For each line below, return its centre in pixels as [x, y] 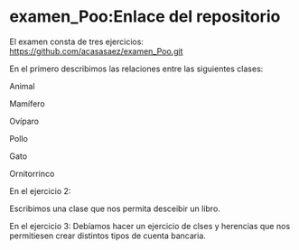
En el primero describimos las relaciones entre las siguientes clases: [136, 69]
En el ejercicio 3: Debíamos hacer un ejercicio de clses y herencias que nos [150, 226]
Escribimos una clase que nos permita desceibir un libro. [115, 208]
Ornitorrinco [32, 173]
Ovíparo [24, 121]
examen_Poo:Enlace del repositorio [145, 17]
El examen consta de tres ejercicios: [77, 42]
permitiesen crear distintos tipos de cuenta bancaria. [107, 236]
